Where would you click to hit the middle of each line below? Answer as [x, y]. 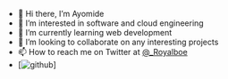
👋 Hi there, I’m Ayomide [61, 14]
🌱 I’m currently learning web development [95, 32]
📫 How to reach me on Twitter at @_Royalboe [102, 52]
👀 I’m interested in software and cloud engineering [110, 23]
